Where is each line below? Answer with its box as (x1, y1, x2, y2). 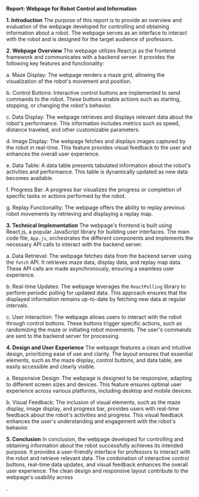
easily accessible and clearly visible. (6, 363, 96, 370)
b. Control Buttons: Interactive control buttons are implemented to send (6, 89, 181, 96)
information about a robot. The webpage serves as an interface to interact (6, 29, 187, 36)
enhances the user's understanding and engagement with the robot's (6, 418, 176, 425)
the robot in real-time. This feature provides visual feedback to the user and (6, 144, 192, 151)
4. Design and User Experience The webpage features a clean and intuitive (6, 344, 191, 351)
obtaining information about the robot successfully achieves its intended (6, 442, 184, 449)
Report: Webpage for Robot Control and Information (6, 5, 137, 12)
